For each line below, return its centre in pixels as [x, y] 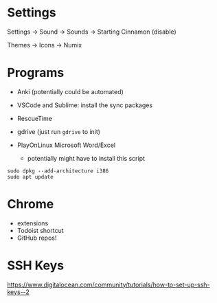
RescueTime [35, 118]
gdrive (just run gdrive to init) [59, 131]
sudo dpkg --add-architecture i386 [58, 171]
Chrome [31, 204]
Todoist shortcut [40, 230]
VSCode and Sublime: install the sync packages [85, 105]
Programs [36, 73]
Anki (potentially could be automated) [70, 91]
